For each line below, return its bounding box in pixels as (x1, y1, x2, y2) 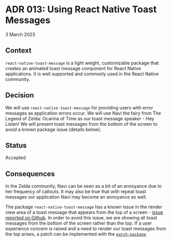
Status (5, 141, 27, 149)
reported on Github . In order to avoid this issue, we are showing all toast (5, 215, 157, 221)
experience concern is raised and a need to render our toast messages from (5, 226, 166, 232)
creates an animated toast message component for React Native (5, 65, 141, 71)
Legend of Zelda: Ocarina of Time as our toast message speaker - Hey (5, 115, 155, 121)
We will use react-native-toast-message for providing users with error (5, 104, 154, 111)
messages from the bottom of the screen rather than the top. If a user (5, 220, 152, 226)
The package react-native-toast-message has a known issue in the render (5, 204, 162, 210)
